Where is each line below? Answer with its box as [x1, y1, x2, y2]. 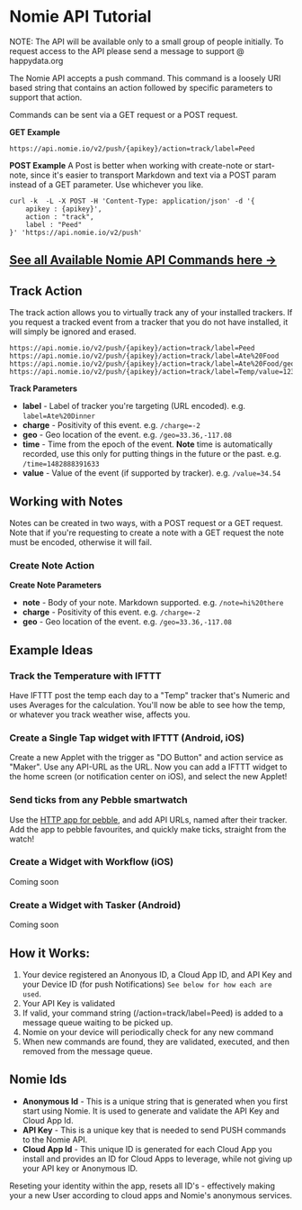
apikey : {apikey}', [25, 205, 102, 214]
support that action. [9, 92, 83, 103]
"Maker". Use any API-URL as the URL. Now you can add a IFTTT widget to [9, 761, 288, 772]
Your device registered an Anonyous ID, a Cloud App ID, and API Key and [22, 969, 292, 979]
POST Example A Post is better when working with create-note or [9, 159, 253, 170]
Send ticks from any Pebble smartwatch [9, 794, 188, 806]
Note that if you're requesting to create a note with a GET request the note [9, 527, 285, 538]
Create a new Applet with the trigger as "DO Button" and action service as [9, 752, 284, 763]
